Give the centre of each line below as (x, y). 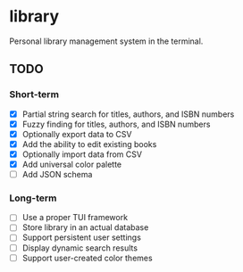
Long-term (33, 198)
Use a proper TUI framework (75, 218)
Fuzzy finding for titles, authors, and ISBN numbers (116, 124)
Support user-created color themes (88, 258)
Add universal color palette (72, 164)
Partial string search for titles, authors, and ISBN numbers (128, 114)
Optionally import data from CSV (82, 154)
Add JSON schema (57, 174)
